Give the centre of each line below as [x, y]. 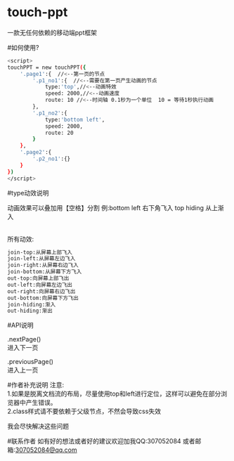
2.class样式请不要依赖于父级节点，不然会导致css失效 [84, 411]
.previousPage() [31, 362]
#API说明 [20, 325]
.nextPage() [24, 339]
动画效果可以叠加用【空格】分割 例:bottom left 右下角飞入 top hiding [106, 207]
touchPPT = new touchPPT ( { [47, 67]
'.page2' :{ [36, 152]
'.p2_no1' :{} [52, 159]
